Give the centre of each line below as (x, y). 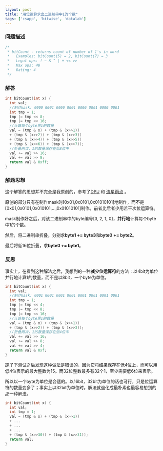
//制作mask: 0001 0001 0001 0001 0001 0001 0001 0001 (64, 296)
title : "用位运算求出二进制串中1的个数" (41, 14)
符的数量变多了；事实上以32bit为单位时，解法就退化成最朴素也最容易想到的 (81, 387)
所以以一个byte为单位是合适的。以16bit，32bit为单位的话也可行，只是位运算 (81, 381)
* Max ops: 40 (24, 66)
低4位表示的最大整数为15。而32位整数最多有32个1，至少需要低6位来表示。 (80, 371)
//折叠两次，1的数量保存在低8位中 (39, 148)
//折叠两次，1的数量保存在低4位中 (39, 332)
